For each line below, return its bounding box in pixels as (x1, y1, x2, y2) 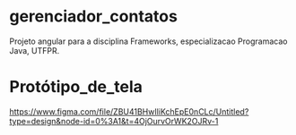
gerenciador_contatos (9, 6, 178, 27)
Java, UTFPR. (9, 45, 60, 55)
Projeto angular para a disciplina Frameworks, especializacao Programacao (9, 36, 288, 46)
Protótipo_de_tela (9, 77, 144, 97)
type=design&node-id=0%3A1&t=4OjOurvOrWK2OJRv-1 (9, 115, 219, 126)
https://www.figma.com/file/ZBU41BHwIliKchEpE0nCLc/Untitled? (9, 105, 249, 117)
